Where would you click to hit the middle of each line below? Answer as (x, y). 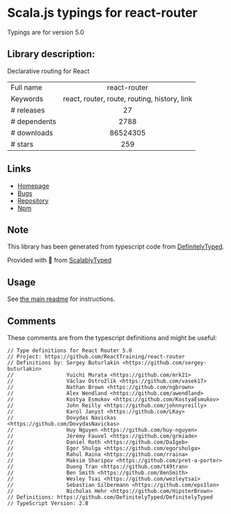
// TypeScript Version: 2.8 (48, 504)
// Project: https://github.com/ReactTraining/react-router (96, 357)
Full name (27, 87)
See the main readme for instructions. (61, 299)
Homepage (33, 186)
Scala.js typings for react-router (103, 13)
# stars (22, 144)
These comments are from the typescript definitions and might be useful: (112, 338)
